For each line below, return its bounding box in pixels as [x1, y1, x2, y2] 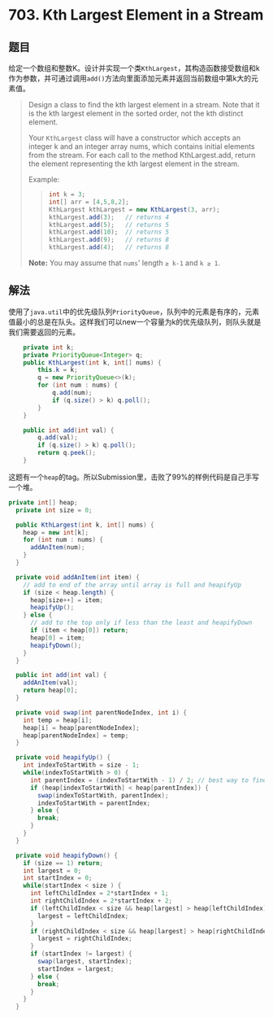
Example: [28, 175, 60, 184]
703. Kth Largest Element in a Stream [8, 6, 264, 24]
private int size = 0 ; [15, 506, 93, 514]
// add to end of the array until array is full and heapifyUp [23, 580, 242, 589]
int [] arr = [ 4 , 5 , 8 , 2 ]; [48, 198, 130, 206]
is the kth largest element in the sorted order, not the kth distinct [28, 108, 244, 118]
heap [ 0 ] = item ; [29, 633, 85, 642]
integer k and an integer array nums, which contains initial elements [28, 142, 255, 151]
